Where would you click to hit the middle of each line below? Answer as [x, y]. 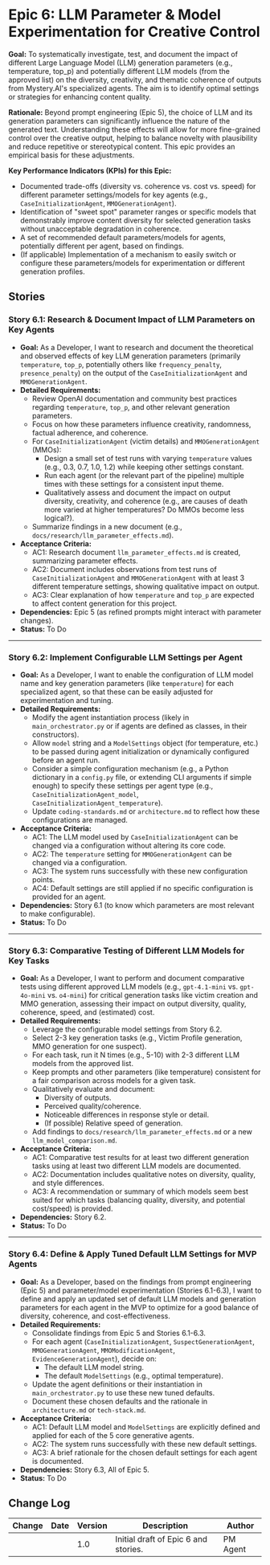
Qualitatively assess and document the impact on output [137, 492]
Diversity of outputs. [78, 1097]
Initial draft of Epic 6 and [161, 1539]
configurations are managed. [80, 819]
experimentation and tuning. [67, 700]
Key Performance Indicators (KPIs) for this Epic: [90, 170]
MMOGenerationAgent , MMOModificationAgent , [103, 1350]
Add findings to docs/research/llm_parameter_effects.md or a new [142, 1132]
